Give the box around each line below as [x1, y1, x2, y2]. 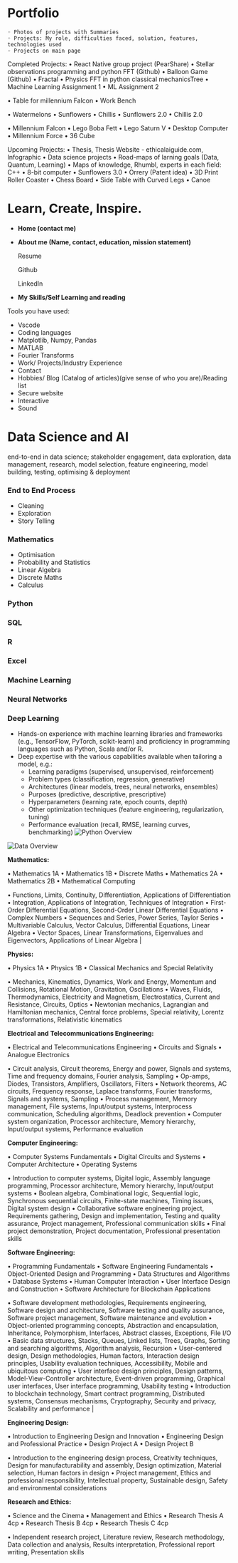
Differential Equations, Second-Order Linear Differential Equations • [26, 906, 224, 915]
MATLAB [17, 343, 44, 352]
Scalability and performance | [7, 1405, 94, 1413]
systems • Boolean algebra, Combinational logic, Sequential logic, [7, 1189, 200, 1198]
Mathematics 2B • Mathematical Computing [7, 877, 136, 886]
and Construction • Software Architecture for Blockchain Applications [7, 1284, 211, 1294]
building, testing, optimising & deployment [7, 467, 131, 476]
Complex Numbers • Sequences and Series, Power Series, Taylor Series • [7, 913, 225, 922]
